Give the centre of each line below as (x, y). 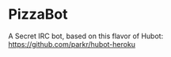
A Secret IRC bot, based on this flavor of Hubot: (86, 36)
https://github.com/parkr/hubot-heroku (72, 44)
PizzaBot (38, 14)
